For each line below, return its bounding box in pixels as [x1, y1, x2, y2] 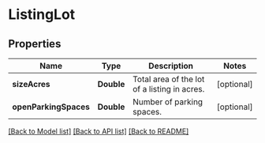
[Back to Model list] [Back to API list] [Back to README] [8, 126, 189, 136]
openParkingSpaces [12, 101, 91, 112]
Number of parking [132, 96, 203, 107]
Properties [8, 37, 62, 51]
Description [148, 61, 194, 71]
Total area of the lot [132, 73, 205, 85]
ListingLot [8, 6, 76, 24]
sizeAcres [12, 79, 50, 89]
